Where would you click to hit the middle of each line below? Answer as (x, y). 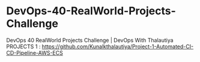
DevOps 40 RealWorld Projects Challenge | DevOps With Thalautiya (90, 40)
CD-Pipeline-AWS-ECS (35, 52)
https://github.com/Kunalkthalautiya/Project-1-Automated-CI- (118, 46)
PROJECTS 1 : (23, 46)
